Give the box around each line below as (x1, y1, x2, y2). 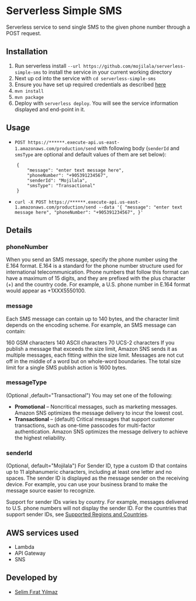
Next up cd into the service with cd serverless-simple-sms (14, 74, 156, 81)
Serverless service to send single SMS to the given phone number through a (6, 23, 190, 30)
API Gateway (14, 549, 46, 556)
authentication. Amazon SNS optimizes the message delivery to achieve (14, 428, 188, 435)
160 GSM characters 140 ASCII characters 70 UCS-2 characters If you (6, 339, 175, 346)
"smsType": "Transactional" (27, 183, 95, 189)
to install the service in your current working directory (42, 69, 172, 76)
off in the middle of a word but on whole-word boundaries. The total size (6, 357, 181, 364)
